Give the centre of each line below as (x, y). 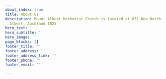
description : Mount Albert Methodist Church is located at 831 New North (83, 19)
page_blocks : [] (22, 42)
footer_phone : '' (23, 60)
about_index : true (24, 10)
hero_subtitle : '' (24, 33)
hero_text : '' (20, 28)
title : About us (22, 14)
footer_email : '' (23, 65)
